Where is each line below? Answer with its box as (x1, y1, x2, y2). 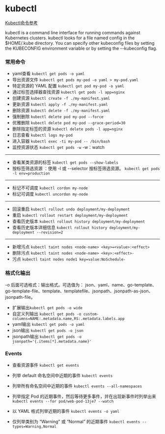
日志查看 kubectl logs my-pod (12, 132, 73, 138)
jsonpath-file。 (5, 294, 35, 300)
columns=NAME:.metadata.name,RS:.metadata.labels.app (12, 316, 125, 321)
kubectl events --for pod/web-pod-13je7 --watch (12, 399, 114, 404)
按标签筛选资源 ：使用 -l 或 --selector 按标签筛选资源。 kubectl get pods (12, 166, 160, 172)
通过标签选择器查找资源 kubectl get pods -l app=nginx (12, 89, 125, 95)
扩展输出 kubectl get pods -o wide (12, 304, 82, 310)
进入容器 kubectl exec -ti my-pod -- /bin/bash (12, 138, 110, 144)
